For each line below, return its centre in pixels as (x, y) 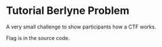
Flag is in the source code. (38, 38)
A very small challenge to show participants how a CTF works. (81, 27)
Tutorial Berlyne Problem (68, 11)
